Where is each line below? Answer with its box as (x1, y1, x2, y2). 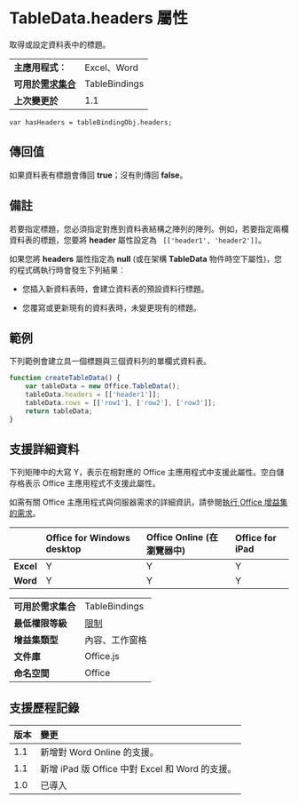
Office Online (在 (145, 531, 219, 544)
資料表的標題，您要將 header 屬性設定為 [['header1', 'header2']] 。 (9, 235, 266, 245)
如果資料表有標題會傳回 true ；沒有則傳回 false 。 (9, 170, 188, 180)
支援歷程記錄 (9, 700, 80, 715)
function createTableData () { (9, 374, 122, 383)
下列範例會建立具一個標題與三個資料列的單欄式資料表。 (9, 356, 211, 367)
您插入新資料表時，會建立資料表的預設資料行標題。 (21, 283, 209, 294)
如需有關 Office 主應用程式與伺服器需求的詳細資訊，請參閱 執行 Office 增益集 (9, 497, 288, 507)
